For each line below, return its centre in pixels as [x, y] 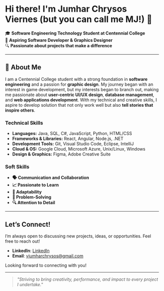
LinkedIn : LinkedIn [31, 251]
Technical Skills [24, 123]
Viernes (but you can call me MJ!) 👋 [79, 19]
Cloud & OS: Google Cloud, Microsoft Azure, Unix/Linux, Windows [79, 149]
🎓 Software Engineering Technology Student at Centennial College [75, 33]
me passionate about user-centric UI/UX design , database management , [80, 95]
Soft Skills [17, 167]
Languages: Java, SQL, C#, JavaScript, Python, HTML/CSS [72, 134]
